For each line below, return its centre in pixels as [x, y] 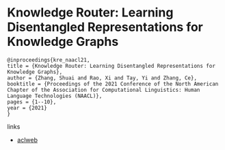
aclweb [27, 140]
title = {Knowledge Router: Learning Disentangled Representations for [111, 66]
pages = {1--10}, [32, 102]
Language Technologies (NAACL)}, [55, 96]
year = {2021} [27, 108]
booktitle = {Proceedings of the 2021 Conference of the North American [113, 84]
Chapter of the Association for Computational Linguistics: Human [104, 90]
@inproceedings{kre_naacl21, [49, 60]
